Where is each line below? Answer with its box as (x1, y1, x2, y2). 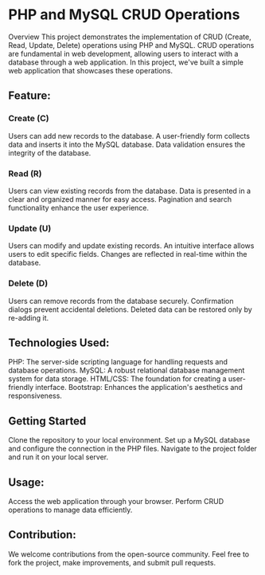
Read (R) (8, 167, 42, 179)
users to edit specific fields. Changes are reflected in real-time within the (8, 250, 247, 259)
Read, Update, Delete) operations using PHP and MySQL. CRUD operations (8, 40, 255, 49)
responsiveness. (8, 391, 62, 400)
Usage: (8, 475, 45, 489)
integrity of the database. (8, 148, 92, 157)
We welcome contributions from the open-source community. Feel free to (8, 549, 249, 559)
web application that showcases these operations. (8, 65, 173, 75)
